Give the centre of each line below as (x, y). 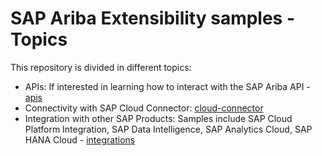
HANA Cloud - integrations (80, 139)
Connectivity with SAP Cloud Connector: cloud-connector (144, 108)
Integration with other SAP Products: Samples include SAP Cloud (158, 118)
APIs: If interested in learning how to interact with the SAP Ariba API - (167, 86)
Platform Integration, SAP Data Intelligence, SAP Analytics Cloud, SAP (168, 129)
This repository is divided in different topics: (101, 67)
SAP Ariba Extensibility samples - (153, 18)
